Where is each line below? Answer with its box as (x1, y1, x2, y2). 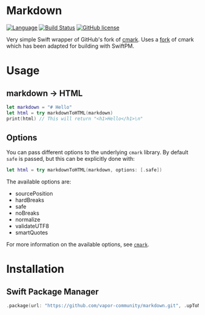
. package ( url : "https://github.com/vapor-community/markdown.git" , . (6, 303, 187, 309)
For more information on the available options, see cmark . (6, 241, 149, 248)
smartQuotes (15, 229, 48, 236)
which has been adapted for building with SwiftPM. (6, 42, 135, 50)
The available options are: (6, 178, 71, 185)
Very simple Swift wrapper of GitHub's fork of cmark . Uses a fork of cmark (6, 35, 194, 43)
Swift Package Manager (6, 286, 99, 297)
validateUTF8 (15, 223, 49, 230)
